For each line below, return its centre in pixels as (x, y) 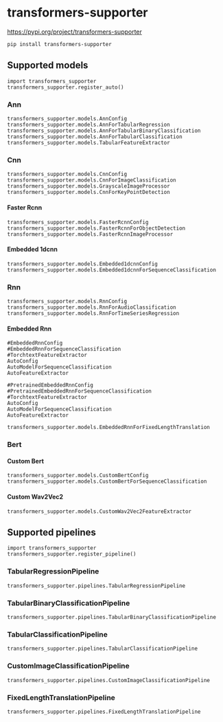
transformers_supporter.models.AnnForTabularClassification (95, 137)
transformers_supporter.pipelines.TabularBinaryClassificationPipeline (111, 617)
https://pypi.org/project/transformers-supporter (75, 32)
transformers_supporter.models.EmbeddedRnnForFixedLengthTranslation (109, 428)
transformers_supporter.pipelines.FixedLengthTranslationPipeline (104, 712)
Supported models (48, 66)
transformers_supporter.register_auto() (66, 87)
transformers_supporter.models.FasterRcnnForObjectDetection (96, 228)
